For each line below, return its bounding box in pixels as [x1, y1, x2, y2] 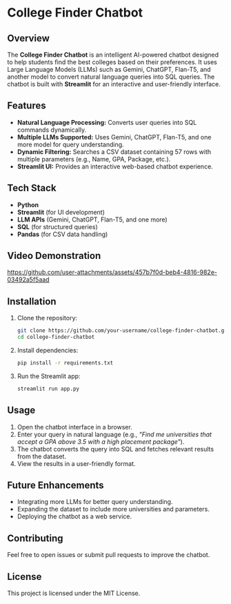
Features [7, 100, 46, 112]
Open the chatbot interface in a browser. [17, 422, 132, 431]
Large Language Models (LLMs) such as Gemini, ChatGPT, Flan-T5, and [7, 66, 212, 73]
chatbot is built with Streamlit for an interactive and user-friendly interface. [7, 80, 221, 88]
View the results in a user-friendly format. [17, 459, 136, 467]
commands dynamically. [17, 126, 87, 134]
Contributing [7, 532, 63, 544]
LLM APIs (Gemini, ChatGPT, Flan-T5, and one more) [17, 215, 168, 224]
